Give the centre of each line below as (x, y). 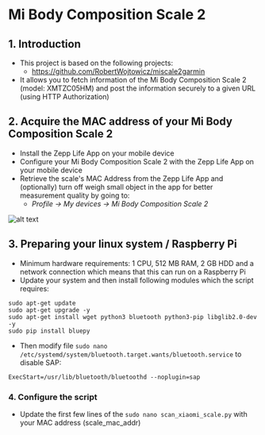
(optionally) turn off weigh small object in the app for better (116, 187)
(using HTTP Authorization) (64, 96)
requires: (34, 288)
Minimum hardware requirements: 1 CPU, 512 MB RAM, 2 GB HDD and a (136, 263)
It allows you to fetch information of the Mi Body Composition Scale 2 (133, 80)
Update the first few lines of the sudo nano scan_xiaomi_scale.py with (133, 414)
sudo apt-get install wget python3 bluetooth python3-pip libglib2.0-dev (133, 317)
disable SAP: (40, 362)
